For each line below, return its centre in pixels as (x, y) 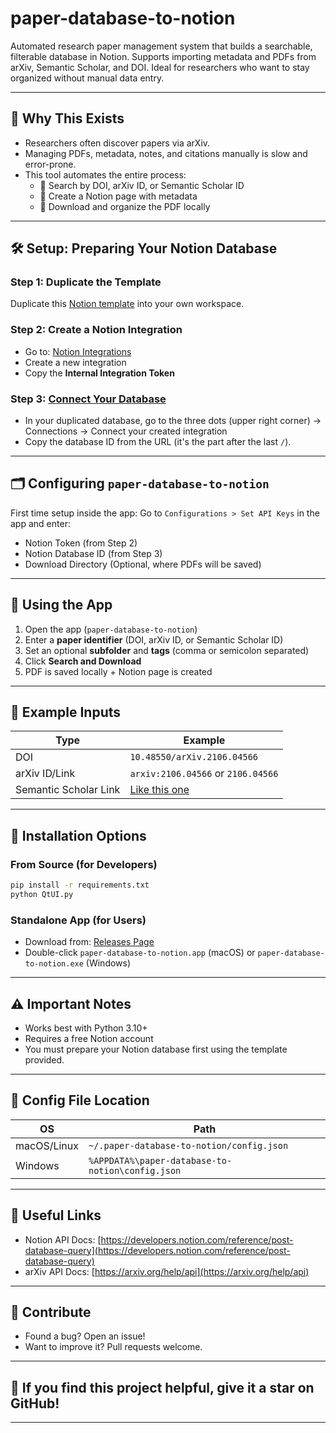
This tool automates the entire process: (105, 174)
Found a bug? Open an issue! (85, 1336)
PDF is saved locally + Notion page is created (118, 671)
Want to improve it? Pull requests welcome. (113, 1347)
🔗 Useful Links (56, 1215)
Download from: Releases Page (89, 942)
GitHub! (35, 1403)
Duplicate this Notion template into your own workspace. (127, 304)
